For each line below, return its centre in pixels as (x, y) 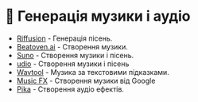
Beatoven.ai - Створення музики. (72, 46)
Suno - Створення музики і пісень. (75, 55)
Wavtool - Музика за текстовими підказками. (93, 72)
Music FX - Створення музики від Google (86, 80)
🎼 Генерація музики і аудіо (98, 16)
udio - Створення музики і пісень (73, 64)
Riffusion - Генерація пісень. (64, 38)
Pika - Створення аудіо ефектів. (70, 89)
